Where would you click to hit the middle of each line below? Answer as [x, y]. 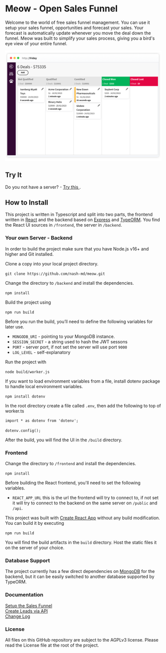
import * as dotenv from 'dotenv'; [42, 420]
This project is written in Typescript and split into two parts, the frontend [79, 215]
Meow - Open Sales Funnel [61, 9]
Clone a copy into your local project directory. [52, 263]
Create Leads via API [27, 611]
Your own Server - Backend [39, 238]
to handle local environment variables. [44, 386]
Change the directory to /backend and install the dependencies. [70, 283]
